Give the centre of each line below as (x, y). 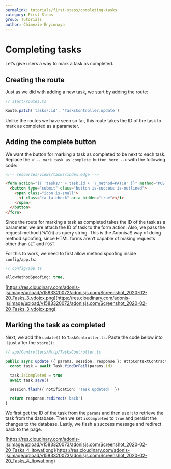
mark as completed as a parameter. (42, 126)
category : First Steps (29, 15)
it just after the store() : (30, 343)
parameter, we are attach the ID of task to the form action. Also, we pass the (85, 227)
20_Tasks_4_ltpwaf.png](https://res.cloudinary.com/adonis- (68, 450)
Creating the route (35, 80)
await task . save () (30, 380)
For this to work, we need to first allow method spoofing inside (71, 253)
